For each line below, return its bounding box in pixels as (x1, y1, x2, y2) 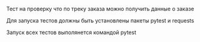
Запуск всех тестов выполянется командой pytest (6, 29, 137, 36)
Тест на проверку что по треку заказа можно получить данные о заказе (6, 5, 195, 12)
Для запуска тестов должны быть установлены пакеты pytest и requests (6, 17, 195, 24)
